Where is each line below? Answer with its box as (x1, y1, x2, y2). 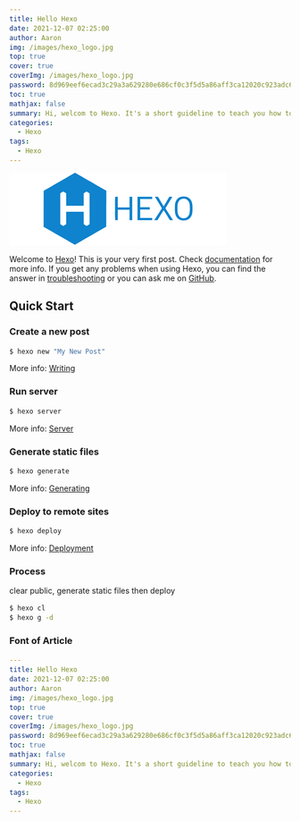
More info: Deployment (9, 542, 94, 554)
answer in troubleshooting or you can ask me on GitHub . (9, 273, 217, 284)
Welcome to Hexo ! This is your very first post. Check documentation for (9, 253, 273, 264)
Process (9, 564, 46, 577)
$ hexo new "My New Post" (9, 347, 105, 356)
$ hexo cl (9, 604, 46, 613)
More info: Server (9, 423, 74, 434)
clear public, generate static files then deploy (9, 586, 176, 597)
